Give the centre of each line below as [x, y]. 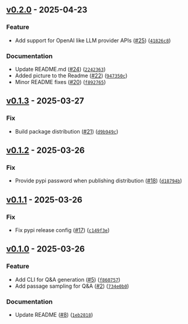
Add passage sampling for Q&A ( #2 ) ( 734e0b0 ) [72, 286]
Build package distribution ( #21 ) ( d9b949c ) [67, 131]
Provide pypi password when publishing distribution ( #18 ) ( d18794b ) [99, 181]
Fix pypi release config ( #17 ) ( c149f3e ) [62, 230]
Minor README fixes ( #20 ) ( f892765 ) [61, 82]
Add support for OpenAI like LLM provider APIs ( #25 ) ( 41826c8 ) [93, 40]
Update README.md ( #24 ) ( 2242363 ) [60, 69]
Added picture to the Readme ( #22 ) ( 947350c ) [71, 76]
